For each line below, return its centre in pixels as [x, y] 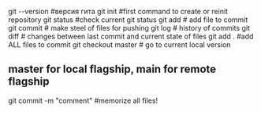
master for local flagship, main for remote [112, 69]
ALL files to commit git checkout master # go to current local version [119, 45]
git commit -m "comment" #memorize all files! [83, 100]
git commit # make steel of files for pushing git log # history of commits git [129, 28]
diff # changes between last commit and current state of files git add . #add [131, 36]
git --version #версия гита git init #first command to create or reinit [118, 11]
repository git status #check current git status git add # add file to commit [128, 20]
